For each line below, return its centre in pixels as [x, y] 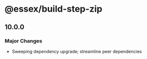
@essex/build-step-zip [53, 9]
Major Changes [24, 41]
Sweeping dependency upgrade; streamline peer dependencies [77, 51]
